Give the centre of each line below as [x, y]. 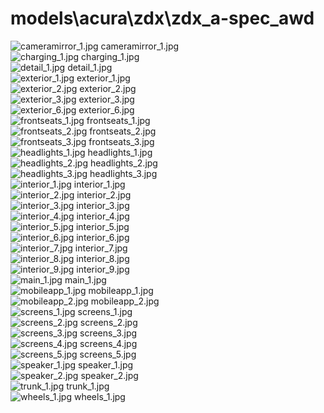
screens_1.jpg [105, 311]
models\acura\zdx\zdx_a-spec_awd [162, 18]
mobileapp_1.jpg [121, 290]
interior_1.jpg [99, 184]
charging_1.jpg [110, 56]
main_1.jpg [85, 279]
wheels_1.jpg [99, 396]
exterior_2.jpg [108, 88]
